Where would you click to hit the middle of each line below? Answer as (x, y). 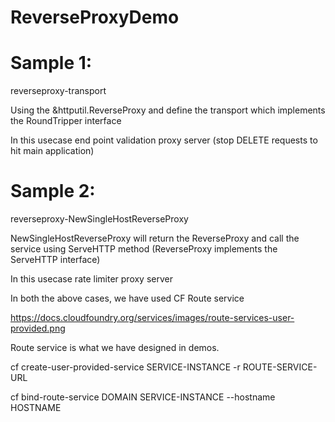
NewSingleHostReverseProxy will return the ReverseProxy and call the (155, 238)
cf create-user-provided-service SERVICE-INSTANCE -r (125, 367)
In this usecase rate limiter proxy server (91, 279)
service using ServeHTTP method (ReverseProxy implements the (144, 249)
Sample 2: (53, 191)
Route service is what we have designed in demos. (115, 348)
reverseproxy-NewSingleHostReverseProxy (99, 219)
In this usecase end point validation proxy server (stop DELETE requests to (164, 140)
